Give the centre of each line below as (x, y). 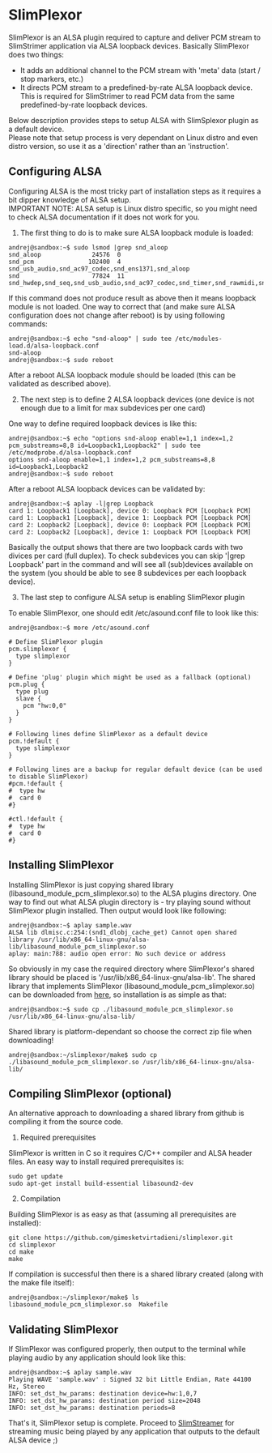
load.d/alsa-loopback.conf (54, 346)
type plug (32, 691)
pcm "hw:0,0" (45, 705)
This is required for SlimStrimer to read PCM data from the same (127, 96)
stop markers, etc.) (52, 79)
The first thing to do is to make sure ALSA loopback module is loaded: (136, 232)
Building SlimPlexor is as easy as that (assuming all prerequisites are (122, 1214)
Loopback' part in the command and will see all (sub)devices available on (131, 564)
